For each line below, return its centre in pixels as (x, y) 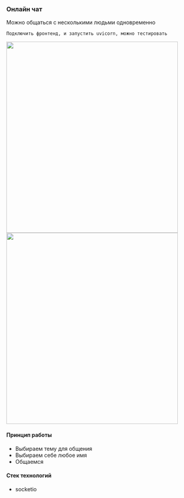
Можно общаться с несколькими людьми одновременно (81, 23)
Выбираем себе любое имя (51, 455)
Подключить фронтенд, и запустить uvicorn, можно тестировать (87, 34)
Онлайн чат (24, 9)
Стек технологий (29, 475)
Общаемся (29, 461)
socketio (26, 489)
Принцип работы (29, 435)
